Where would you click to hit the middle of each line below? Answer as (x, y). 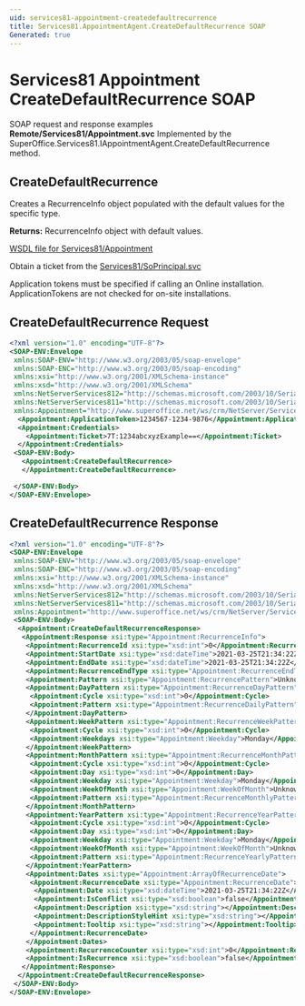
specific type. (35, 214)
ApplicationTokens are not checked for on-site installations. (120, 294)
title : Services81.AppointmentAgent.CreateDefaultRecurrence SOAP (138, 26)
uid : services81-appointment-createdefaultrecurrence (113, 18)
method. (25, 153)
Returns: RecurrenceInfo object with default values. (107, 231)
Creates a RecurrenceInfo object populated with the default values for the (147, 204)
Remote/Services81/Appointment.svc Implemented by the (120, 134)
